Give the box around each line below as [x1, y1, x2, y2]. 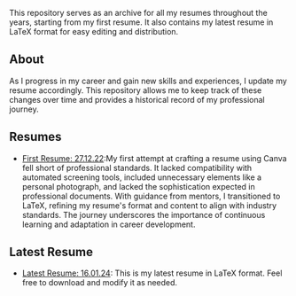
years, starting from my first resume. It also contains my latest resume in [9, 17, 274, 27]
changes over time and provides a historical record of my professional [9, 94, 265, 105]
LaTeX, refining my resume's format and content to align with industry [21, 199, 277, 211]
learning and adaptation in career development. [21, 219, 196, 230]
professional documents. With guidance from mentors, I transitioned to [21, 191, 281, 201]
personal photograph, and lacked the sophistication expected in [21, 181, 255, 191]
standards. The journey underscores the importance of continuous [21, 209, 266, 220]
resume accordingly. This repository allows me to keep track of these [9, 84, 262, 96]
